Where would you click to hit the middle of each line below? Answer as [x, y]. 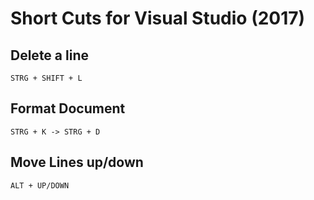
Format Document [68, 108]
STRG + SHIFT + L [46, 78]
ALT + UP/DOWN [40, 185]
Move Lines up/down [77, 162]
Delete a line [49, 55]
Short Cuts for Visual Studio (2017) [158, 18]
